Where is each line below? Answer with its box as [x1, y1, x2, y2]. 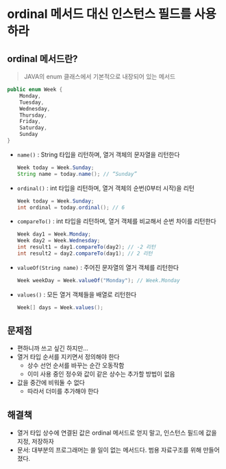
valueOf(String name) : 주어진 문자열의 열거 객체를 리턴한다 [16, 263, 179, 271]
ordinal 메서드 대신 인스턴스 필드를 [7, 6, 192, 22]
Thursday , [19, 111, 48, 119]
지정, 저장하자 [16, 437, 55, 446]
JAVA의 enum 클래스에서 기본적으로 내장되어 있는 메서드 [23, 73, 176, 80]
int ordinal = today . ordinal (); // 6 [16, 204, 125, 211]
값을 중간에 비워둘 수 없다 [16, 378, 86, 387]
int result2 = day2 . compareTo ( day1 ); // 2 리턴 [16, 250, 153, 257]
